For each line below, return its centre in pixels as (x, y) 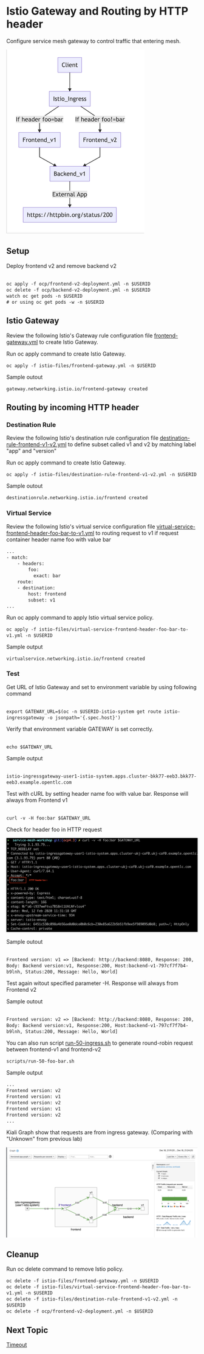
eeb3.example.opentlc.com (39, 782)
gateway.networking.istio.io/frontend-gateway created (77, 389)
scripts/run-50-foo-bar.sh (40, 1061)
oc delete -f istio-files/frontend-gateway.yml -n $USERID (83, 1281)
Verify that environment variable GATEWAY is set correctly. (80, 729)
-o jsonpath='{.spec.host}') (84, 717)
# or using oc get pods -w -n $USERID (55, 302)
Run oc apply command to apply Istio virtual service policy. (80, 617)
